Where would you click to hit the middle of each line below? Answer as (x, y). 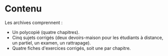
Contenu (23, 9)
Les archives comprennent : (34, 22)
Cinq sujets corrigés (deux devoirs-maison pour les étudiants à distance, (88, 37)
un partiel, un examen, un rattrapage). (51, 42)
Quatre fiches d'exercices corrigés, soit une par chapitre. (71, 48)
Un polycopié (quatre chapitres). (46, 32)
